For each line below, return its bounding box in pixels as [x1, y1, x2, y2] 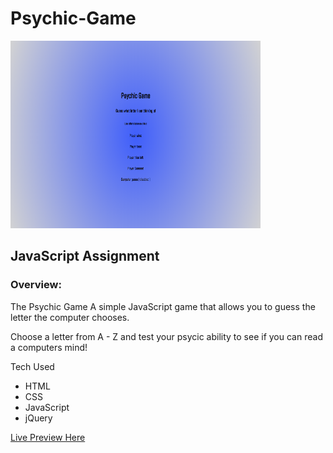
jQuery [24, 412, 53, 424]
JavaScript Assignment [10, 248, 160, 265]
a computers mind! [10, 341, 88, 353]
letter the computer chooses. [10, 311, 130, 323]
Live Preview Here [10, 431, 86, 443]
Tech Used [10, 360, 55, 372]
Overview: [10, 278, 62, 292]
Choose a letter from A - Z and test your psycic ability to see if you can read [10, 330, 323, 342]
